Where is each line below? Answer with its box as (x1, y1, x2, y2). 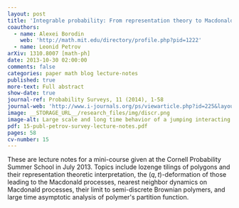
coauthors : (7, 23, 40, 31)
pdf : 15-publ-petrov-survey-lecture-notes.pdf (7, 122, 148, 130)
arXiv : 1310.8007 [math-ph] (7, 50, 91, 58)
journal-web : (7, 103, 46, 110)
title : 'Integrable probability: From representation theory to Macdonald (7, 17, 234, 24)
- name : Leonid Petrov (14, 43, 81, 50)
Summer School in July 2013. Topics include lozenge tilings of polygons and (7, 163, 230, 171)
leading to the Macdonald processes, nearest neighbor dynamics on (7, 178, 208, 187)
